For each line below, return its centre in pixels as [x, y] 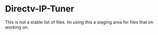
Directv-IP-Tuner [40, 9]
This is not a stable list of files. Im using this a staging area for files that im [79, 22]
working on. [17, 27]
